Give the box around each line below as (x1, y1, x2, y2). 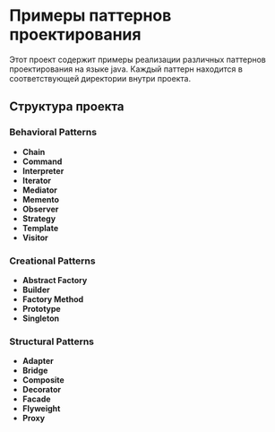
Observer (21, 203, 59, 214)
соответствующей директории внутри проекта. (9, 73, 191, 83)
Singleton (21, 313, 60, 324)
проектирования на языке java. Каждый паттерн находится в (9, 64, 244, 74)
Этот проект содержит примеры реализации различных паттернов (9, 54, 267, 65)
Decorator (21, 384, 61, 395)
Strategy (21, 212, 56, 224)
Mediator (21, 185, 58, 195)
